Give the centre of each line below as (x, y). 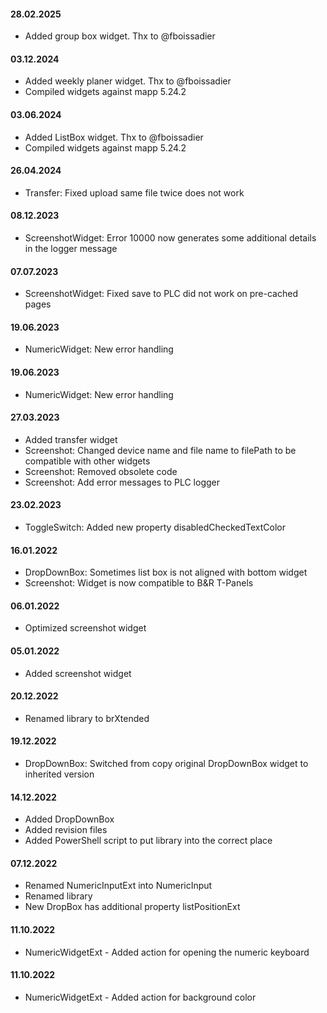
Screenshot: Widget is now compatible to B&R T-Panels (139, 583)
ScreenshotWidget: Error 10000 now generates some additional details (170, 238)
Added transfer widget (71, 439)
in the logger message (71, 249)
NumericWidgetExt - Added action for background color (140, 997)
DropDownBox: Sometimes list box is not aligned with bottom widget (166, 572)
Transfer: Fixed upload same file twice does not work (134, 192)
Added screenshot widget (78, 673)
